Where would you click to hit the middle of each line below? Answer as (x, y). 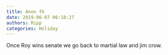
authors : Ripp (24, 23)
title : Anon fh (25, 12)
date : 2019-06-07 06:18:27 (40, 17)
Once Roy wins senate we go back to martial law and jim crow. (84, 45)
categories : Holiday (32, 28)
